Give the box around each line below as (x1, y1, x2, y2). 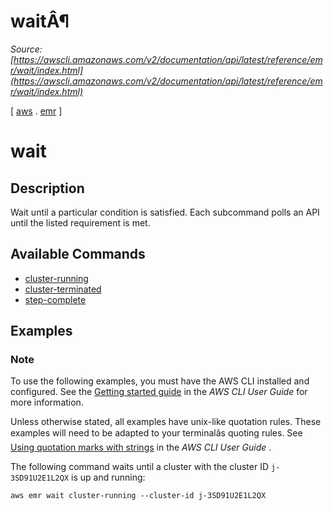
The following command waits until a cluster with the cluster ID (10, 461, 270, 473)
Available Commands (10, 246, 146, 263)
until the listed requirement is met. (10, 216, 151, 229)
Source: (10, 43, 43, 55)
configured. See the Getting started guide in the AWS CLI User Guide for (10, 386, 308, 398)
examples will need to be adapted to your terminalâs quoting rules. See (10, 427, 303, 439)
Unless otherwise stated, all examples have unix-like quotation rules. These (10, 416, 322, 428)
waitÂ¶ (10, 10, 70, 33)
